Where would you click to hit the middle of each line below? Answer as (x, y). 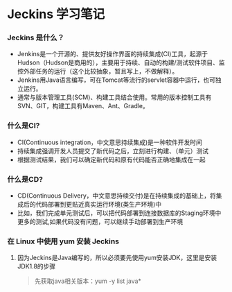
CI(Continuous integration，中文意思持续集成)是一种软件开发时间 (110, 142)
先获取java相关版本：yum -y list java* (88, 281)
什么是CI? (24, 126)
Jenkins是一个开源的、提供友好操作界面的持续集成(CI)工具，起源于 (113, 54)
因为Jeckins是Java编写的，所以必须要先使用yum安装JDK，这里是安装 (117, 258)
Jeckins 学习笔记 (56, 14)
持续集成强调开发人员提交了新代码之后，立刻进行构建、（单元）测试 (113, 151)
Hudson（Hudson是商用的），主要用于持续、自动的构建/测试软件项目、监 (121, 62)
